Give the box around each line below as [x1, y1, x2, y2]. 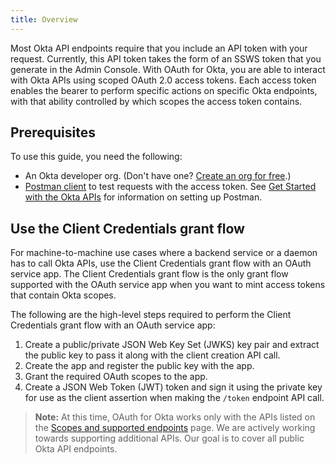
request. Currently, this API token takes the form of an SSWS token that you [10, 52, 322, 65]
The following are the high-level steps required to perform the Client [10, 309, 292, 321]
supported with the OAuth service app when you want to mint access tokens [10, 279, 326, 291]
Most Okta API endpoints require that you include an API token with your [10, 42, 308, 54]
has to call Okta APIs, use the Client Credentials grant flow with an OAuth [10, 257, 312, 270]
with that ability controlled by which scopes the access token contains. [10, 95, 303, 107]
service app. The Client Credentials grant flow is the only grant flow [10, 268, 289, 280]
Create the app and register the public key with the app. [24, 360, 255, 372]
